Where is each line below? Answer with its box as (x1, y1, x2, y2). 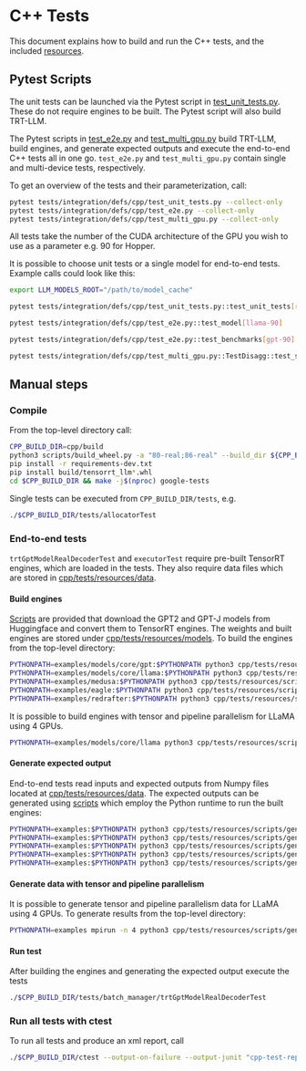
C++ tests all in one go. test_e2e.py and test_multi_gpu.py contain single (9, 152, 287, 163)
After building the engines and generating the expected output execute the (9, 966, 290, 977)
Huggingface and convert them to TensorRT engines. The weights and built (9, 623, 292, 634)
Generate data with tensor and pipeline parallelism (9, 878, 205, 889)
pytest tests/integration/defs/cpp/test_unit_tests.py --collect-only (9, 197, 283, 206)
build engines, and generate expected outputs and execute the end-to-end (9, 142, 291, 153)
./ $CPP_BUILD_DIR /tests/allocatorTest (9, 510, 157, 520)
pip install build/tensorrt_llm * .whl (9, 468, 153, 477)
